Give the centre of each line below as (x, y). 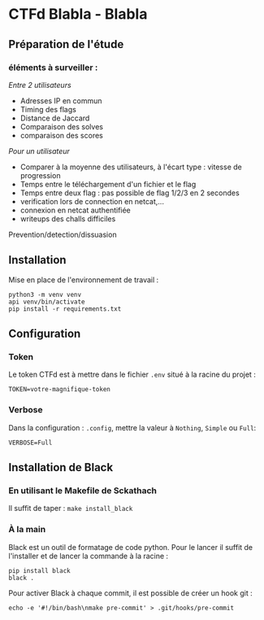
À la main (27, 530)
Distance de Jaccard (55, 118)
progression (40, 175)
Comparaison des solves (62, 126)
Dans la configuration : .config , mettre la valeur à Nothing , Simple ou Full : (132, 427)
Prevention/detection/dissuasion (63, 234)
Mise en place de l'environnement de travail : (84, 279)
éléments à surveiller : (53, 68)
